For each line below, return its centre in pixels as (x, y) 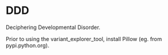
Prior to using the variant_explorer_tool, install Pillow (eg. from (84, 39)
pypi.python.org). (28, 45)
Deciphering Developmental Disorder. (53, 27)
